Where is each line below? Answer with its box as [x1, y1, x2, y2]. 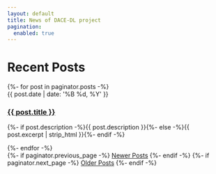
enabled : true [13, 29, 54, 37]
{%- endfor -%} [7, 144, 53, 152]
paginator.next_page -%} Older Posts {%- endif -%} [7, 159, 157, 167]
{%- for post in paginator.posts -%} [7, 83, 109, 91]
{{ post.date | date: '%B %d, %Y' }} [7, 90, 109, 98]
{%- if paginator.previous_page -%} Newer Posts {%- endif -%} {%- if [7, 151, 210, 160]
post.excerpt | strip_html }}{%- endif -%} [7, 130, 125, 139]
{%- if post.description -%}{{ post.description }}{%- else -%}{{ [7, 123, 190, 132]
